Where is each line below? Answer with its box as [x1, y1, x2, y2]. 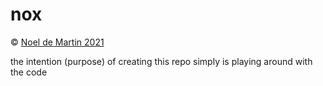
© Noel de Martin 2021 [10, 36, 105, 48]
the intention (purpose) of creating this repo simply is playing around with [10, 55, 313, 67]
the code [10, 66, 48, 78]
